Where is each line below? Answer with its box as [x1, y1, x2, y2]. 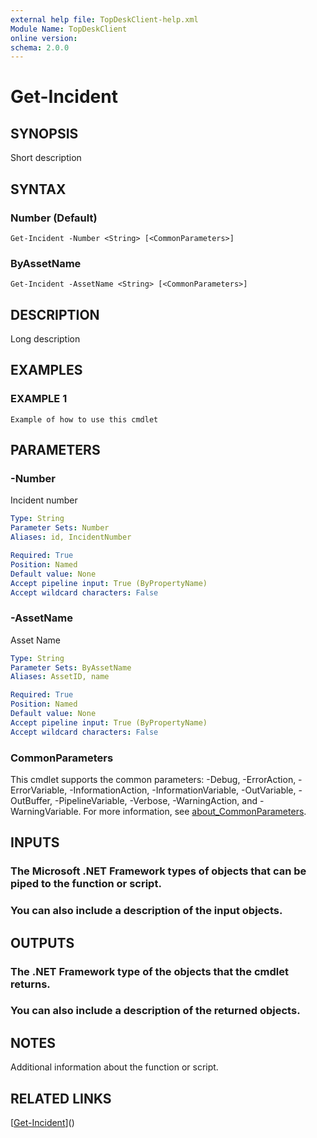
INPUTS [10, 834, 60, 851]
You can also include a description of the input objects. [10, 904, 283, 918]
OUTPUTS [10, 934, 75, 951]
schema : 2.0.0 [10, 42, 70, 53]
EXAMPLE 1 [10, 392, 68, 406]
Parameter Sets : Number [10, 523, 110, 533]
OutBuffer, [10, 795, 53, 807]
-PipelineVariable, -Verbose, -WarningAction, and [54, 795, 258, 807]
